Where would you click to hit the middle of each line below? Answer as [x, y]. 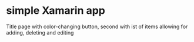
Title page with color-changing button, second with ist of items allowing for [97, 26]
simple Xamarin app [56, 11]
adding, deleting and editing [40, 32]
